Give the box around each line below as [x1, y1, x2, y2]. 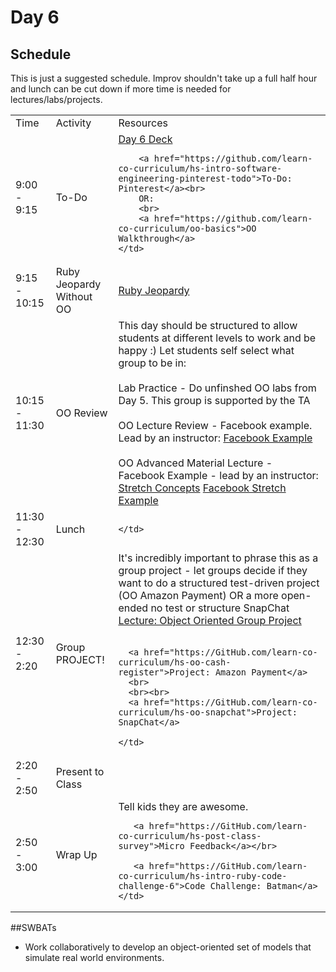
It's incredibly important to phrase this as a [118, 551, 319, 565]
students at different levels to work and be [118, 331, 317, 345]
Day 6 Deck [118, 132, 173, 146]
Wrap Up [55, 848, 98, 861]
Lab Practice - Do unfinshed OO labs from [118, 381, 317, 395]
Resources [118, 116, 168, 130]
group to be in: [118, 356, 187, 370]
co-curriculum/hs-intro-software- [118, 163, 283, 174]
